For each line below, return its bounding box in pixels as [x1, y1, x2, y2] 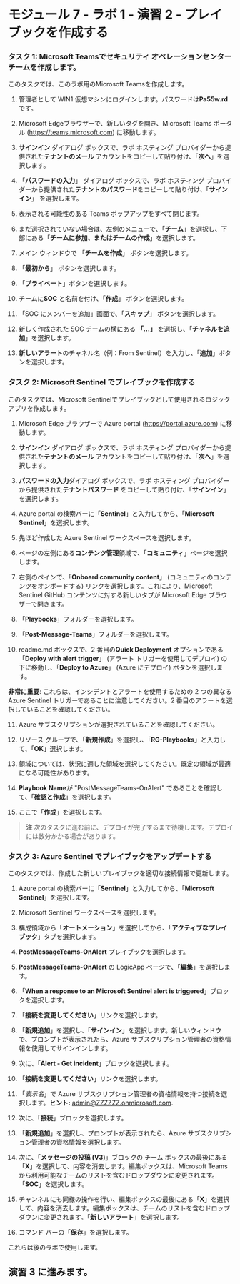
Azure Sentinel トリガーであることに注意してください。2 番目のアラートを [8, 696, 227, 705]
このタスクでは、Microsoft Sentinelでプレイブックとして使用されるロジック [8, 394, 231, 404]
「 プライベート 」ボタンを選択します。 [18, 279, 131, 288]
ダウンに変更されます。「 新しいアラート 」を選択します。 [18, 1213, 184, 1222]
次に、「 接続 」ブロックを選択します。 [18, 1114, 128, 1123]
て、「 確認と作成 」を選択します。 [18, 792, 115, 801]
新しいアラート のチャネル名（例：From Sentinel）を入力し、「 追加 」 [18, 349, 219, 357]
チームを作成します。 [8, 62, 81, 72]
